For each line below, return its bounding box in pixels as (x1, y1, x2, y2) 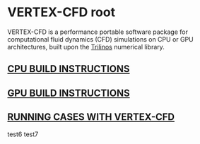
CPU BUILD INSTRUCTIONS (7, 63, 130, 75)
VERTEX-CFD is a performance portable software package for (7, 28, 189, 36)
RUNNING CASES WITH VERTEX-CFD (7, 111, 175, 124)
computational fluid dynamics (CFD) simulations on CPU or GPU (7, 35, 194, 43)
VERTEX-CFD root (7, 4, 115, 20)
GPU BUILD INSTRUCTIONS (7, 87, 130, 99)
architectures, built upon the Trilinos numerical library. (7, 42, 165, 51)
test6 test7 (7, 130, 39, 138)
